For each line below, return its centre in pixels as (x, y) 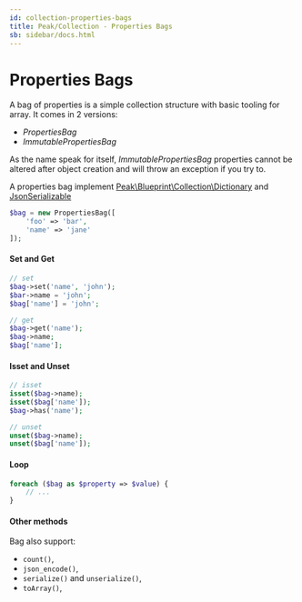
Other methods (39, 521)
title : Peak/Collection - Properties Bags (91, 26)
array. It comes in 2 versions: (64, 115)
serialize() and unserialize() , (82, 578)
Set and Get (32, 259)
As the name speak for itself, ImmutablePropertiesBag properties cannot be (151, 159)
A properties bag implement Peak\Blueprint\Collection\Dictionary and (139, 186)
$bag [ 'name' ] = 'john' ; (55, 304)
